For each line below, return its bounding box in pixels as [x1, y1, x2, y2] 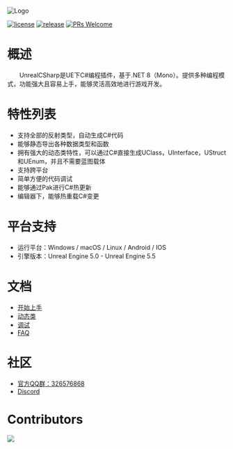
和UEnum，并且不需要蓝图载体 [17, 157, 106, 165]
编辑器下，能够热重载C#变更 [17, 191, 99, 200]
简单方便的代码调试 [17, 174, 73, 182]
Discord [17, 387, 40, 395]
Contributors [7, 411, 83, 427]
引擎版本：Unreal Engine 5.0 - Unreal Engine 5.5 [17, 251, 156, 260]
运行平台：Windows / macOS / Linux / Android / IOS [17, 243, 167, 251]
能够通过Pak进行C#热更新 [17, 183, 92, 191]
